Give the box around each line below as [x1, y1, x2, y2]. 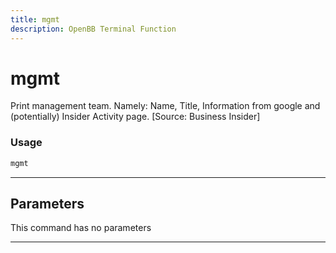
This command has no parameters [10, 222, 152, 234]
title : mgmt [10, 14, 60, 25]
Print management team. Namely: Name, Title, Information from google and [10, 100, 321, 112]
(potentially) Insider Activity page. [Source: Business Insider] [10, 111, 261, 123]
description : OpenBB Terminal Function [10, 24, 177, 34]
